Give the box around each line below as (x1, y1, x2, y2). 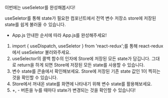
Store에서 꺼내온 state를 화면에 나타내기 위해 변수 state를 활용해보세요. (12, 81, 152, 87)
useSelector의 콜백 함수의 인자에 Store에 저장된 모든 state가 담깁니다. (12, 56, 151, 62)
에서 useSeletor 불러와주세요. (12, 50, 71, 55)
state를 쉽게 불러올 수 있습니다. (5, 22, 66, 27)
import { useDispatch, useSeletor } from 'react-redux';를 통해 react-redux (12, 43, 164, 49)
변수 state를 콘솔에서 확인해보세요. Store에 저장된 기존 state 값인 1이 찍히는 (12, 68, 160, 74)
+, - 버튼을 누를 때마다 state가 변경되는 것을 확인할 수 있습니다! (12, 87, 136, 93)
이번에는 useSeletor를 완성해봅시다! (5, 5, 76, 10)
